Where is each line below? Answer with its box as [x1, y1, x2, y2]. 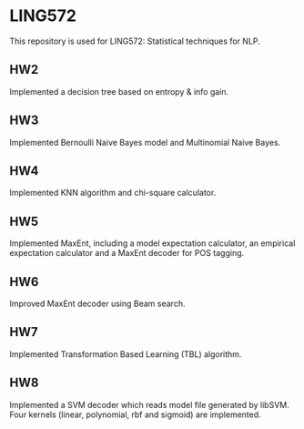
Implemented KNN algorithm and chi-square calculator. [9, 188, 217, 199]
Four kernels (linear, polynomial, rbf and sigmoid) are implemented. [9, 409, 261, 420]
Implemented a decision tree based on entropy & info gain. [9, 86, 229, 97]
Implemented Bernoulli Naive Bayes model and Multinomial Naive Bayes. [9, 137, 281, 148]
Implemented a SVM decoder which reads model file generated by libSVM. [9, 399, 289, 410]
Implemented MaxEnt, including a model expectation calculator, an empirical [9, 238, 296, 249]
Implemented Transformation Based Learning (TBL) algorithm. [9, 348, 242, 360]
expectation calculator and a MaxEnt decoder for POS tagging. [9, 248, 245, 259]
